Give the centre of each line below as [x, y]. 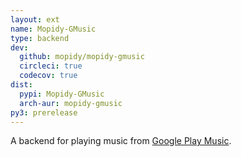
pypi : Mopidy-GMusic [62, 94]
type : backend [40, 38]
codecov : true [48, 76]
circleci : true [51, 66]
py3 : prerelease [44, 112]
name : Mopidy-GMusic [53, 29]
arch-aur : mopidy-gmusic [71, 103]
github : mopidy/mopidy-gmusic [82, 57]
